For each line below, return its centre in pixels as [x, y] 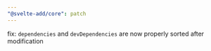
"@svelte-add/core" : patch [47, 14]
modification [25, 41]
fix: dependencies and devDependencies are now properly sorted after [106, 34]
